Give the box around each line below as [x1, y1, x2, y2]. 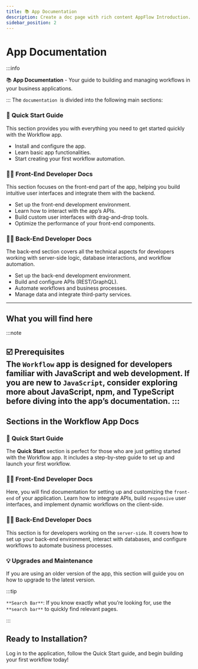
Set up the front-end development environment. [14, 201, 131, 208]
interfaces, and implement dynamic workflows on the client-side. [6, 501, 164, 508]
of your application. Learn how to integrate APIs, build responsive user [15, 495, 187, 502]
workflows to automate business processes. [6, 542, 114, 549]
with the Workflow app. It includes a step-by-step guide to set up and [6, 454, 175, 461]
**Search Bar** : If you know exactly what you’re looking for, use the [6, 599, 171, 606]
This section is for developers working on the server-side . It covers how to [6, 529, 189, 536]
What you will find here [6, 314, 93, 324]
